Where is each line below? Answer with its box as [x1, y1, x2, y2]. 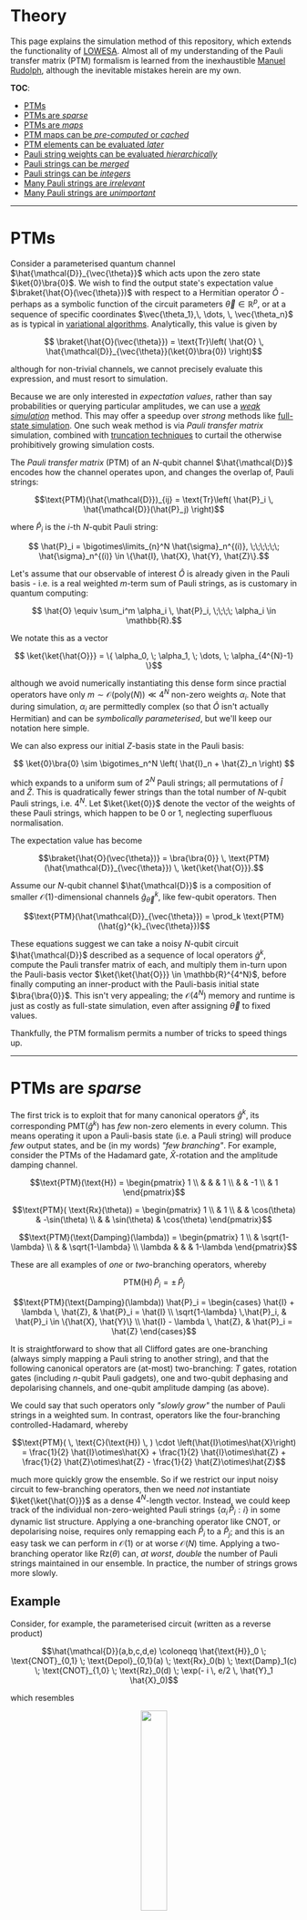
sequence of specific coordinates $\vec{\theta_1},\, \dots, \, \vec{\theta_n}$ [10, 308, 294, 319]
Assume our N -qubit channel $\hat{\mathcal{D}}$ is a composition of [10, 879, 271, 890]
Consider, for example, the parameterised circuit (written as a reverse [10, 1618, 271, 1629]
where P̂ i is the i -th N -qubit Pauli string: [10, 521, 159, 534]
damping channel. [10, 1159, 78, 1170]
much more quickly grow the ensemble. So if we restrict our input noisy [10, 1474, 279, 1485]
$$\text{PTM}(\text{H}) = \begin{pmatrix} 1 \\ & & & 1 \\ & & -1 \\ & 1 [29, 1177, 279, 1188]
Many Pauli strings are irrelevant [23, 177, 146, 188]
